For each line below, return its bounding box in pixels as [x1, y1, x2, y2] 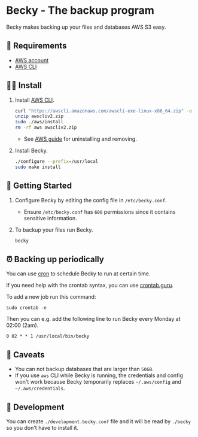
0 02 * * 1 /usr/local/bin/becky [6, 333, 90, 339]
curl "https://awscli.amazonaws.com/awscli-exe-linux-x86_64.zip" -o [14, 108, 193, 114]
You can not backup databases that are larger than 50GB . [14, 366, 154, 373]
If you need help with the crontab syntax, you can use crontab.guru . [6, 282, 173, 289]
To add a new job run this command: [6, 293, 96, 301]
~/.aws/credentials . [14, 384, 65, 392]
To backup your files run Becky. [14, 226, 94, 233]
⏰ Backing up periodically [6, 254, 105, 264]
